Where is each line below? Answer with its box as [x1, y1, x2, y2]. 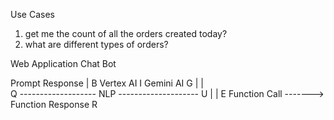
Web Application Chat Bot [10, 58, 117, 69]
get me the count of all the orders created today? [24, 28, 228, 39]
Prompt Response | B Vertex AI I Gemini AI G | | [10, 77, 204, 89]
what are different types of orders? [24, 39, 169, 50]
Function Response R [10, 99, 98, 110]
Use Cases [10, 9, 55, 20]
